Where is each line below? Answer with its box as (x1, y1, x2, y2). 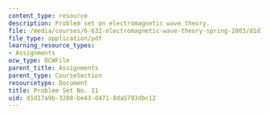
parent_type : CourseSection (8, 71, 103, 79)
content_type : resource (8, 11, 88, 20)
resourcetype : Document (8, 79, 88, 87)
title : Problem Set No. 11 (8, 86, 99, 95)
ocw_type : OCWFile (8, 57, 70, 65)
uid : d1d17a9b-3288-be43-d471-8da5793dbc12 (8, 94, 157, 102)
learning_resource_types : (8, 42, 95, 50)
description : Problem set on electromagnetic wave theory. (8, 19, 211, 27)
